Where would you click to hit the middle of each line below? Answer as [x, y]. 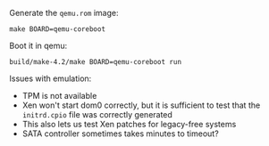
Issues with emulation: [50, 78]
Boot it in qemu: [38, 45]
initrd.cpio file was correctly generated [97, 114]
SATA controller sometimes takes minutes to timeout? [120, 134]
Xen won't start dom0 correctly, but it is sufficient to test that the [141, 105]
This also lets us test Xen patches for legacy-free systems [129, 124]
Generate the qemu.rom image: [64, 13]
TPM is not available [59, 96]
